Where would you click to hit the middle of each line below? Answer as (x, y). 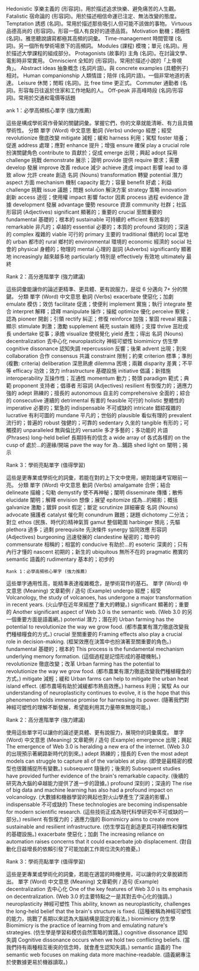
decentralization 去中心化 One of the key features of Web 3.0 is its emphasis (99, 889)
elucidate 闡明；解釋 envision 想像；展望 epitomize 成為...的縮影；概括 (92, 500)
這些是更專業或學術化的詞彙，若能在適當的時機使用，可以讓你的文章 (89, 874)
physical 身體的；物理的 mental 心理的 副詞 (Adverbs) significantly (99, 249)
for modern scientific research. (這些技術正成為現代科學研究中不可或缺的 (95, 812)
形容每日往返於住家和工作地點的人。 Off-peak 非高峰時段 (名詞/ (96, 90)
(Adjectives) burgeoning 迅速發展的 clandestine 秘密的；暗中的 (83, 537)
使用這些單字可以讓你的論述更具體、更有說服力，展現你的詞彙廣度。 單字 (95, 732)
